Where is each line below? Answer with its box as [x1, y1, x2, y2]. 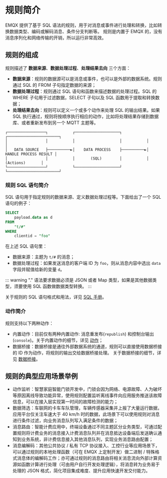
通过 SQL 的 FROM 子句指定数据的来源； [12, 82, 96, 88]
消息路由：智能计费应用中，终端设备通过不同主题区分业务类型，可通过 [12, 424, 158, 430]
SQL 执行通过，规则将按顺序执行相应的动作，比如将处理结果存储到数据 [12, 113, 159, 119]
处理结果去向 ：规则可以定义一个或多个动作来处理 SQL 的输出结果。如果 [12, 107, 160, 113]
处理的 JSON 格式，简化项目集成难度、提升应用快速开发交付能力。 [12, 467, 150, 474]
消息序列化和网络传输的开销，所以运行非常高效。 [5, 35, 106, 41]
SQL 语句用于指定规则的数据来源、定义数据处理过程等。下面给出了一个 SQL [5, 194, 161, 200]
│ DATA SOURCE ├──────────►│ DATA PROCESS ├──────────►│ [5, 147, 149, 152]
